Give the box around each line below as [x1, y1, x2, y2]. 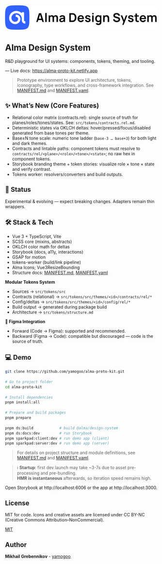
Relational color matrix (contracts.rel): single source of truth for [12, 114, 138, 120]
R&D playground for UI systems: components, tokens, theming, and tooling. [5, 58, 155, 64]
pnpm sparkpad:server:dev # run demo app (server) [5, 441, 110, 446]
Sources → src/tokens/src [12, 289, 66, 294]
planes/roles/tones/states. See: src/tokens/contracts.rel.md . [12, 120, 136, 126]
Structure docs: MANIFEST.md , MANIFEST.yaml [12, 270, 108, 275]
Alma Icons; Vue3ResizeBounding [12, 265, 80, 271]
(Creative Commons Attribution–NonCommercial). [5, 517, 104, 523]
